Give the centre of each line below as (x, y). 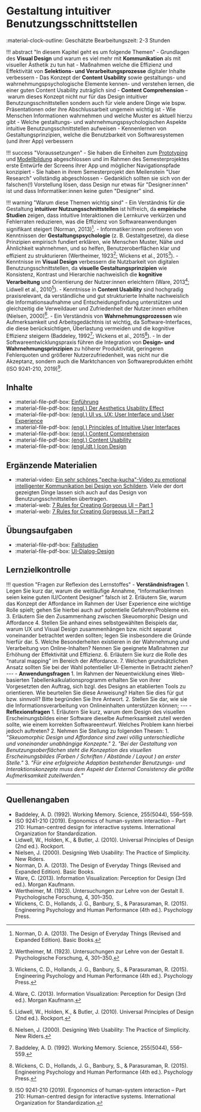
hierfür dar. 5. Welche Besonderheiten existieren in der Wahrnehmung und (98, 642)
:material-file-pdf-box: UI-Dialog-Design (65, 551)
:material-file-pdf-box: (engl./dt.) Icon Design (71, 446)
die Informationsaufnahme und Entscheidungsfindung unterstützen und (94, 302)
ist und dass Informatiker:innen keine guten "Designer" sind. (80, 191)
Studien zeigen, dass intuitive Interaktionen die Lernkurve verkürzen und (96, 215)
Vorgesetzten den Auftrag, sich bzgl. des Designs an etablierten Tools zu (96, 686)
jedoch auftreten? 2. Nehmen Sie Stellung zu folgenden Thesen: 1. (88, 731)
